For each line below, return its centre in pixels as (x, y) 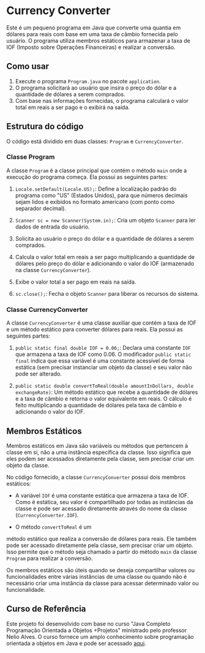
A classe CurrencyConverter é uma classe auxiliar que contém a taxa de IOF (102, 323)
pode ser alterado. (39, 374)
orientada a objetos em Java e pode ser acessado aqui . (76, 643)
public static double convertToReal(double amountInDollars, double (104, 387)
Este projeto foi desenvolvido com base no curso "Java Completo (88, 624)
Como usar (28, 66)
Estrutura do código (45, 126)
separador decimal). (41, 208)
